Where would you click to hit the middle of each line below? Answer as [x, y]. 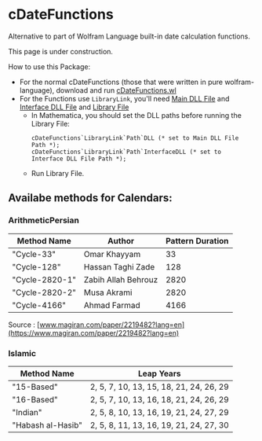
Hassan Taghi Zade [119, 266]
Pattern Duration [197, 241]
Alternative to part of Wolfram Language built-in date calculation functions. [129, 36]
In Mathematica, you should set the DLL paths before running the [136, 115]
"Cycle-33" [34, 254]
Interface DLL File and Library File [74, 107]
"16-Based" [35, 399]
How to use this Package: [49, 66]
